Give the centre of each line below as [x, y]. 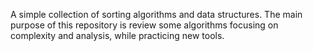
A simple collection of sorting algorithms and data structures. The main [156, 14]
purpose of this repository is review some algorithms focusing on [144, 25]
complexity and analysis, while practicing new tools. [117, 35]
